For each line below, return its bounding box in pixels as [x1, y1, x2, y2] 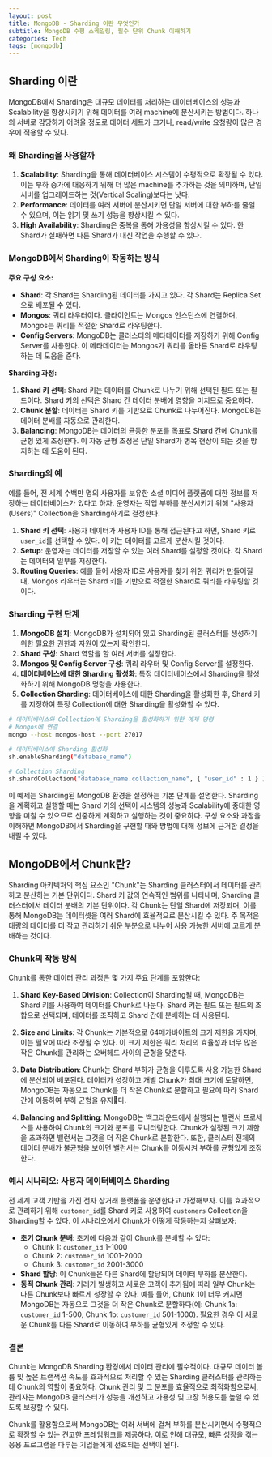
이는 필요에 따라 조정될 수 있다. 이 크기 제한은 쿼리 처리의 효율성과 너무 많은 [19, 1038, 257, 1048]
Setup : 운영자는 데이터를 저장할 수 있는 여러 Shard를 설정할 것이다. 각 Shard [19, 545, 263, 555]
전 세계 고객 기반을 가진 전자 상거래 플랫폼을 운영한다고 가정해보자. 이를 [8, 1195, 233, 1205]
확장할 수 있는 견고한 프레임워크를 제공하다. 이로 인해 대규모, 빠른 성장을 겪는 [16, 1429, 259, 1439]
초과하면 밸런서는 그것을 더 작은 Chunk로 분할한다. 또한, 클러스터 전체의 [28, 1133, 256, 1143]
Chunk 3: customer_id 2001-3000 [32, 1259, 144, 1269]
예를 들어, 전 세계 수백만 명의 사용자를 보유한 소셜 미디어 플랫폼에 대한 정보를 [8, 488, 250, 498]
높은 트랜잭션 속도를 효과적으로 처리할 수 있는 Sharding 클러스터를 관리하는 [25, 1371, 263, 1382]
